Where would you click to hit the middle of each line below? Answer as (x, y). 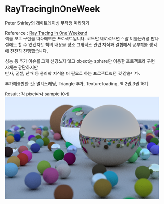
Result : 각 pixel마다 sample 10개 (37, 94)
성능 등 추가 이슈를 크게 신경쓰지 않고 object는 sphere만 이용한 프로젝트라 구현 (80, 61)
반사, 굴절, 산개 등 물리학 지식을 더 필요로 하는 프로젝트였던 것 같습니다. (72, 73)
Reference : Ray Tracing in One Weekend (46, 33)
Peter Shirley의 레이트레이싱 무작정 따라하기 (47, 23)
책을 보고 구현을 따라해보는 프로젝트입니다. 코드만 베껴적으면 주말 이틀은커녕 (77, 38)
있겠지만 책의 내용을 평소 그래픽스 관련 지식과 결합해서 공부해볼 (88, 44)
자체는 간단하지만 (21, 67)
